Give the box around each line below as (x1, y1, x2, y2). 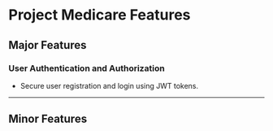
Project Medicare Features (8, 6, 191, 24)
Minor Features (8, 112, 88, 126)
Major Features (8, 38, 87, 52)
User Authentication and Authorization (8, 63, 165, 74)
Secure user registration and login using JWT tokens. (19, 81, 199, 90)
